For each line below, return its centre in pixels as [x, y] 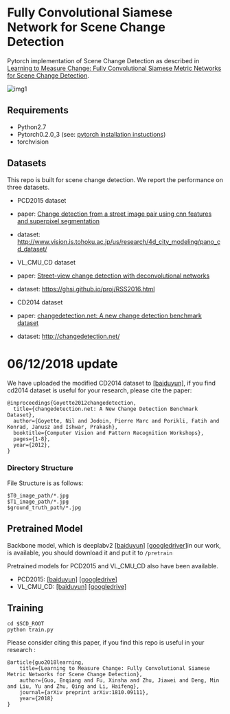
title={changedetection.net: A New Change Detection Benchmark [105, 409]
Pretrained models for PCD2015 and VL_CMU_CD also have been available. [113, 566]
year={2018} [36, 699]
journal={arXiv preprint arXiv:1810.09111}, [84, 693]
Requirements [38, 110]
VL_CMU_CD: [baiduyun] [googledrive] [72, 586]
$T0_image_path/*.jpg [38, 495]
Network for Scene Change [87, 27]
